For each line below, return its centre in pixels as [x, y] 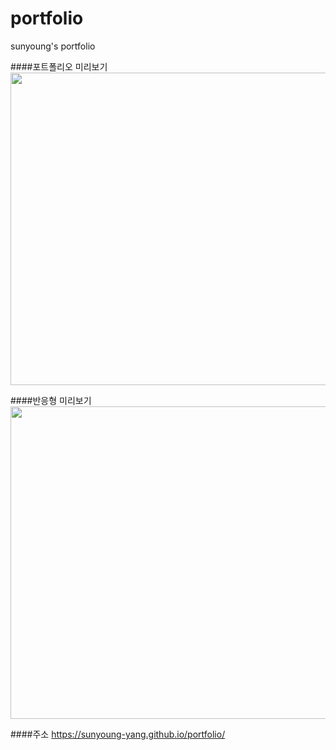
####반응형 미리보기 [51, 400]
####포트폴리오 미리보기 [59, 66]
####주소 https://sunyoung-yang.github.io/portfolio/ [118, 734]
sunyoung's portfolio [53, 46]
